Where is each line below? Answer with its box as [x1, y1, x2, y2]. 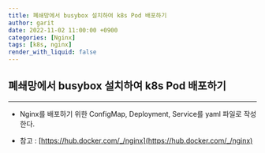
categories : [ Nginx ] [8, 33, 77, 42]
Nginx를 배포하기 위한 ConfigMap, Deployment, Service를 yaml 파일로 [19, 109, 242, 118]
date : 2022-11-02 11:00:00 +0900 [8, 26, 118, 34]
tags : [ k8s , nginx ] [8, 41, 73, 49]
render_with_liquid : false [8, 48, 97, 56]
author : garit [8, 19, 55, 27]
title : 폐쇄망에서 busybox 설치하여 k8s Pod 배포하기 [8, 11, 167, 20]
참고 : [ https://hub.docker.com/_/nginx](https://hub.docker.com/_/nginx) [19, 136, 253, 145]
